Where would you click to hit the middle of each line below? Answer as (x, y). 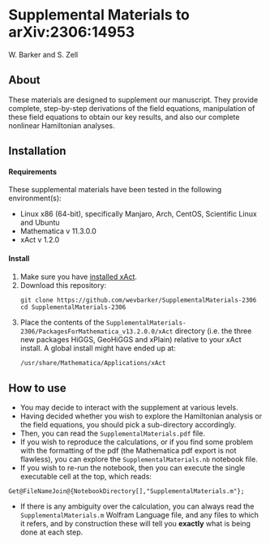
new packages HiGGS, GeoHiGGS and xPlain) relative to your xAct (131, 339)
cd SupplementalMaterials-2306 (73, 307)
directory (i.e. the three (213, 331)
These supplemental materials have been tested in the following (115, 190)
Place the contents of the (62, 322)
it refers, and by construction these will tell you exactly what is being (135, 524)
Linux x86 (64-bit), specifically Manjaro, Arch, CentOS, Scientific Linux (138, 214)
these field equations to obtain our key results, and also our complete (124, 117)
